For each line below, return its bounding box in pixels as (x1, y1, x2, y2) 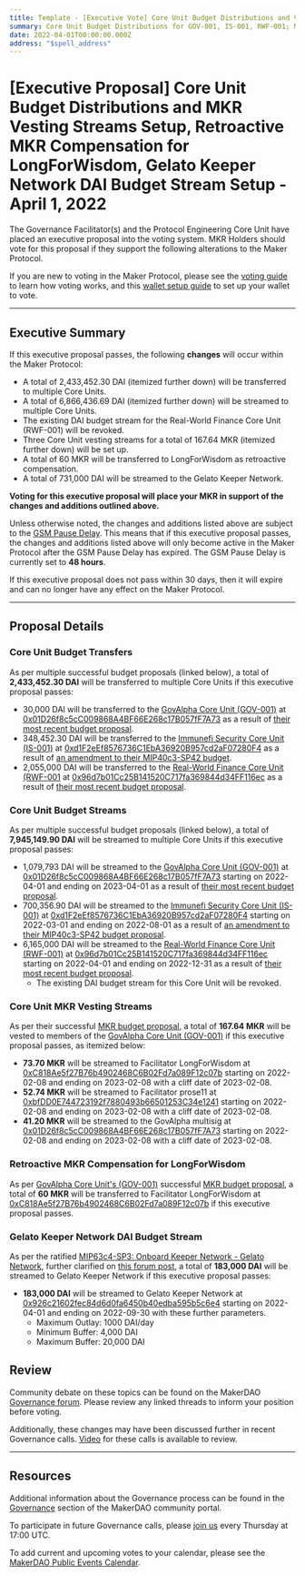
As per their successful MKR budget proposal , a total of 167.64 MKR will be (9, 1021, 291, 1032)
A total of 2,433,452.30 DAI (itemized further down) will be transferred (22, 377, 287, 387)
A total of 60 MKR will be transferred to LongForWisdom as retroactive (22, 454, 286, 464)
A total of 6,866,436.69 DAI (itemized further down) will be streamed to (22, 396, 289, 406)
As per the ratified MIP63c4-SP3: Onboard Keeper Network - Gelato (9, 1250, 265, 1261)
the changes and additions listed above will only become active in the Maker (9, 538, 295, 548)
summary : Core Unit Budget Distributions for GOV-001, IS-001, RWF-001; (9, 22, 290, 31)
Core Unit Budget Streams (9, 803, 127, 816)
